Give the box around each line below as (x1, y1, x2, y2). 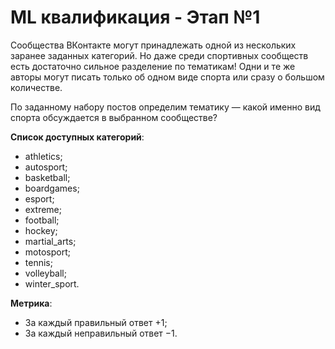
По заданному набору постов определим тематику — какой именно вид (10, 101, 321, 113)
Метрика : (10, 297, 53, 309)
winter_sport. (24, 277, 80, 290)
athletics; (24, 150, 63, 162)
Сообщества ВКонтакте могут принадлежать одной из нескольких (10, 39, 297, 51)
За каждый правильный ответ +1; (24, 316, 168, 328)
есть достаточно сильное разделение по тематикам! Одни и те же (10, 60, 296, 72)
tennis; (24, 256, 53, 268)
